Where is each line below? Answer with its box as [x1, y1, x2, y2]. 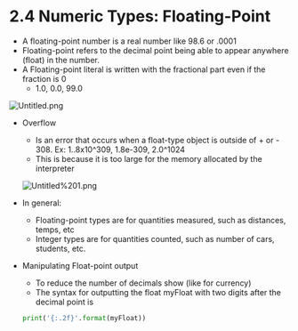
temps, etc [35, 224, 75, 235]
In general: [21, 198, 62, 208]
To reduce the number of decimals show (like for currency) [35, 278, 252, 288]
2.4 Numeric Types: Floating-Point [9, 6, 271, 27]
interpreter [35, 163, 75, 174]
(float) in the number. [21, 54, 101, 65]
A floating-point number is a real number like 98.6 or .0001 [21, 36, 238, 46]
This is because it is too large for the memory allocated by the [35, 153, 262, 164]
